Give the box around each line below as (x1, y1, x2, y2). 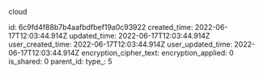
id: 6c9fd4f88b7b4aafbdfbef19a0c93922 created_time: (8, 23, 193, 31)
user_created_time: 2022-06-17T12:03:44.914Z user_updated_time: (8, 39, 233, 49)
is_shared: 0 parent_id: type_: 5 (8, 56, 112, 66)
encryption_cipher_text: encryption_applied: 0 (81, 48, 235, 57)
